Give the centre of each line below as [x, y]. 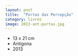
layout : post [19, 10]
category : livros [24, 19]
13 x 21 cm [24, 38]
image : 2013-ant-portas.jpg [35, 24]
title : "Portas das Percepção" [39, 15]
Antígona [22, 44]
